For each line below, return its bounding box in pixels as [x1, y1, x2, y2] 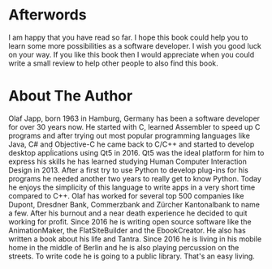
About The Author [8, 87, 133, 105]
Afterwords [8, 6, 87, 24]
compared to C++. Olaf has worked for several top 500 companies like [8, 190, 244, 200]
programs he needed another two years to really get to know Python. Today [8, 173, 262, 183]
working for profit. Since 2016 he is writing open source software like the [8, 216, 252, 226]
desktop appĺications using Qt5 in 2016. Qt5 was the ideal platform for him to [8, 147, 265, 157]
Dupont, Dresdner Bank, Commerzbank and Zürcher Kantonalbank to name [8, 199, 260, 209]
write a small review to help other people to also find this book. [8, 58, 219, 68]
